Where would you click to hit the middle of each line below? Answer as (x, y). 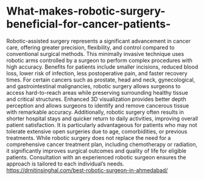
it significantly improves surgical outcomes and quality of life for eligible (97, 151)
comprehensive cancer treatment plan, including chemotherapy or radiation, (102, 144)
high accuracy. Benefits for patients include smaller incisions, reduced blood (102, 67)
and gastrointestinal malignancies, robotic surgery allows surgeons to (93, 86)
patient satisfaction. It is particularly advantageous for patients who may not (102, 125)
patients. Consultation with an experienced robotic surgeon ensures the (96, 157)
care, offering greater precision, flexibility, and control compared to (90, 47)
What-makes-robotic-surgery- (86, 11)
